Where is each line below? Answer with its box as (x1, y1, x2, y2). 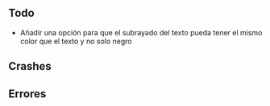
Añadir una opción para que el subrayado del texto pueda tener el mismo (19, 27, 263, 37)
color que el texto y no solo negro (19, 36, 132, 46)
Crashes (8, 59, 52, 73)
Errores (8, 87, 47, 100)
